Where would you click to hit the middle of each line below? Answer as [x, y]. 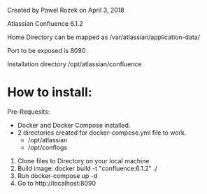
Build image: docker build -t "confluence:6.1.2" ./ [87, 168]
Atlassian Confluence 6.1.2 [45, 23]
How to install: [50, 92]
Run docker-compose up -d [57, 176]
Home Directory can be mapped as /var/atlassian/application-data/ [104, 37]
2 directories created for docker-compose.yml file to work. [102, 133]
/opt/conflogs [48, 147]
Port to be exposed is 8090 [47, 51]
